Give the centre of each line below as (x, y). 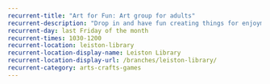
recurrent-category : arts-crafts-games (75, 68)
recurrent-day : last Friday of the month (78, 30)
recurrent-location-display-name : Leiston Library (94, 53)
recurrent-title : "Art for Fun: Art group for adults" (102, 16)
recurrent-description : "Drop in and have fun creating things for (123, 23)
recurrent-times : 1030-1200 (55, 38)
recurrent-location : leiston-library (71, 46)
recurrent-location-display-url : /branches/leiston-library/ (112, 61)
